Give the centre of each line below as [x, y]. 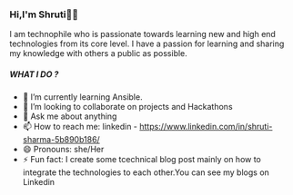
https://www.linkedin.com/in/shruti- [206, 127]
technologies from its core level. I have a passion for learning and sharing [147, 44]
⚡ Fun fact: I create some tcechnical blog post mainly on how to [142, 160]
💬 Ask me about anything [70, 116]
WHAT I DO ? [34, 74]
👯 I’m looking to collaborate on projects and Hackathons [128, 107]
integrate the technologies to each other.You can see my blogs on [146, 172]
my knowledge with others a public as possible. [99, 54]
